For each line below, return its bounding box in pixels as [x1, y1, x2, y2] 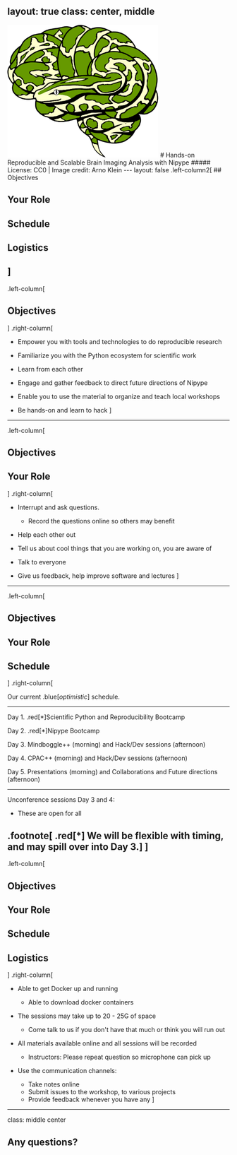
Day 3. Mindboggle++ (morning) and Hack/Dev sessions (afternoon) [7, 740, 206, 749]
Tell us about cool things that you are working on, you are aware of [17, 544, 212, 552]
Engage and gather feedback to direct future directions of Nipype [17, 378, 208, 387]
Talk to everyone [17, 557, 67, 566]
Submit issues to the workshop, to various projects [28, 1088, 176, 1096]
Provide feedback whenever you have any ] [28, 1095, 155, 1104]
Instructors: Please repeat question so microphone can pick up [28, 1053, 212, 1062]
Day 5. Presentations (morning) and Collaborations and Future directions [7, 768, 218, 776]
